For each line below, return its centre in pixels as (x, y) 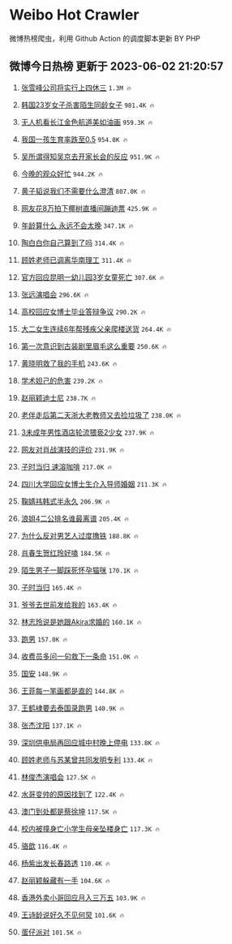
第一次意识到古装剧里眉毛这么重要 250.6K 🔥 (94, 345)
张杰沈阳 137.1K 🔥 (51, 725)
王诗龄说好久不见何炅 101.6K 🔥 (73, 915)
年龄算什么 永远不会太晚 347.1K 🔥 (77, 225)
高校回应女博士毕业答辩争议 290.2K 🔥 (83, 311)
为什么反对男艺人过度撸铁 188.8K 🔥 (79, 535)
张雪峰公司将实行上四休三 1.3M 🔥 (76, 88)
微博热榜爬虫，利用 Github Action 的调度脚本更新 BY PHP (105, 38)
